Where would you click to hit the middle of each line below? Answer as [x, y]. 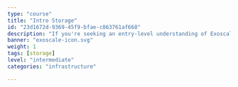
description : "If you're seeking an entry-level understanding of [107, 34]
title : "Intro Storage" [42, 21]
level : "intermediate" [41, 60]
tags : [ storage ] [31, 54]
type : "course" [30, 14]
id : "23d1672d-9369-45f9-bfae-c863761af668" [74, 27]
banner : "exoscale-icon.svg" [50, 40]
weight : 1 [22, 47]
